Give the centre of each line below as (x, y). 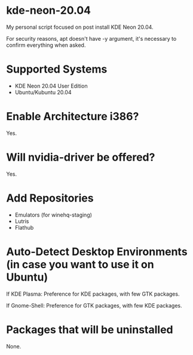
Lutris (22, 221)
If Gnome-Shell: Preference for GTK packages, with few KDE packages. (94, 305)
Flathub (24, 227)
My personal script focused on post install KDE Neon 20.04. (80, 27)
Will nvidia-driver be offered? (81, 157)
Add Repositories (50, 198)
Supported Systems (57, 69)
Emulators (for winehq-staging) (53, 215)
